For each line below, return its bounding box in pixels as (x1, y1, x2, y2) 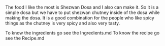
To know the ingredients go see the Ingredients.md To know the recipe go (5, 30, 160, 35)
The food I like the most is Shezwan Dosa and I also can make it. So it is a (5, 4, 159, 10)
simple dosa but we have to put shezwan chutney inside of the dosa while (5, 9, 160, 15)
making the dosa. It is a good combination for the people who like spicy (5, 15, 155, 20)
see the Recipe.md (5, 35, 45, 41)
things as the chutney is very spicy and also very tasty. (5, 20, 120, 26)
